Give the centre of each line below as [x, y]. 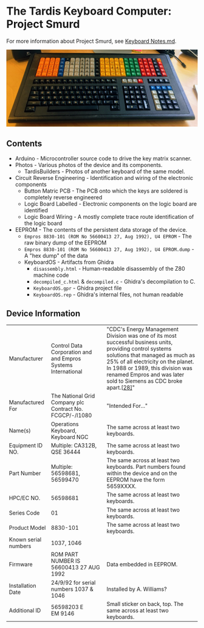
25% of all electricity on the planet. [150, 362]
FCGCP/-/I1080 [71, 415]
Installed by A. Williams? [137, 589]
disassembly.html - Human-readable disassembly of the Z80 [109, 268]
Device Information [43, 313]
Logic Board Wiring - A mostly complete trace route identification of [109, 216]
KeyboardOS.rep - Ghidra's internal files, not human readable [108, 294]
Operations [65, 424]
